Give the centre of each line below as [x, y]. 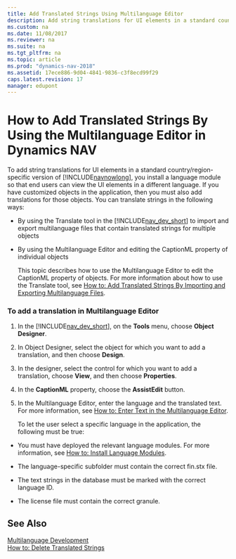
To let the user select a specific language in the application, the [109, 424]
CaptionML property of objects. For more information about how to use [120, 278]
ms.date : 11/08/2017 [38, 33]
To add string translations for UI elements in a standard [87, 170]
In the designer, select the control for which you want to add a [107, 368]
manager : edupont [33, 86]
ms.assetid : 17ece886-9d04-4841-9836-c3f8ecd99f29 [83, 72]
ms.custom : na [28, 27]
